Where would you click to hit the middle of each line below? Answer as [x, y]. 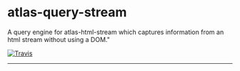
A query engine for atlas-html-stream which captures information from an [116, 32]
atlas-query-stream [67, 12]
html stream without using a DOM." [59, 39]
